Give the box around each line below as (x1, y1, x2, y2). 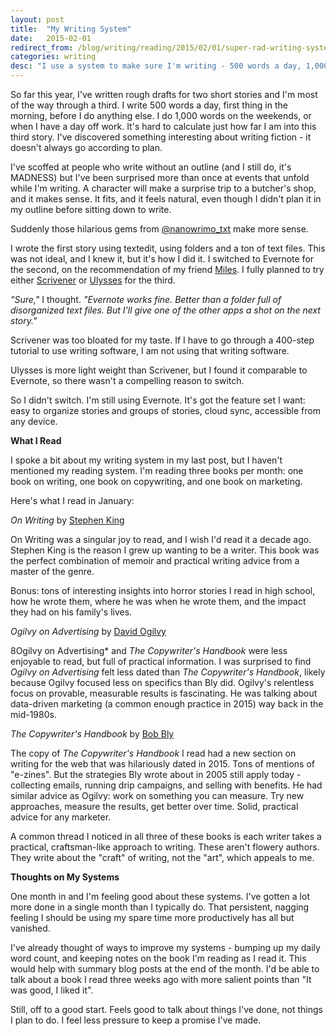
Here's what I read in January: (10, 495, 135, 506)
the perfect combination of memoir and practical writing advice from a (10, 555, 300, 566)
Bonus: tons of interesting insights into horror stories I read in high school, (10, 585, 316, 596)
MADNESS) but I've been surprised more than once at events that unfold (10, 172, 310, 183)
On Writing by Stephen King (10, 514, 125, 526)
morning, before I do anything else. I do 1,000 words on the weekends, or (10, 110, 312, 121)
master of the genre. (10, 566, 95, 577)
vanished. (10, 922, 51, 934)
